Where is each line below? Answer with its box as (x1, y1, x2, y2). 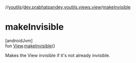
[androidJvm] (5, 37, 33, 43)
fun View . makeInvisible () (5, 43, 56, 49)
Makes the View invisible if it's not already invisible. (5, 52, 110, 58)
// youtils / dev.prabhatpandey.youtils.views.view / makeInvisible (5, 4, 131, 10)
